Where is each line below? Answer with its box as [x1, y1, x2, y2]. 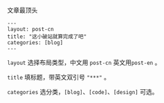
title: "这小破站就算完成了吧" [7, 33, 87, 40]
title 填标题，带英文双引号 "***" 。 [7, 73, 111, 81]
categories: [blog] [7, 39, 64, 46]
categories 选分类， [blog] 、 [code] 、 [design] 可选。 [7, 88, 158, 95]
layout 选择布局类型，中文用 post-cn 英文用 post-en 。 [7, 58, 161, 66]
